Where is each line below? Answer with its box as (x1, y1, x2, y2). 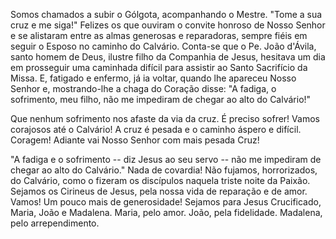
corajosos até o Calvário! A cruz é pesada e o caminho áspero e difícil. (10, 124, 302, 135)
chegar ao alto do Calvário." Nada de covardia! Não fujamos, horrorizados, (10, 164, 318, 176)
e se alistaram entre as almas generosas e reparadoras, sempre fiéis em (10, 30, 308, 41)
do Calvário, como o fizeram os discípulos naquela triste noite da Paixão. (10, 175, 311, 186)
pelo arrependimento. (10, 217, 100, 229)
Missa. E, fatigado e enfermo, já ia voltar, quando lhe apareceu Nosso (10, 72, 297, 84)
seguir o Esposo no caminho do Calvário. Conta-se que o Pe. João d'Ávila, (10, 40, 317, 52)
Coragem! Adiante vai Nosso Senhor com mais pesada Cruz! (10, 134, 260, 146)
